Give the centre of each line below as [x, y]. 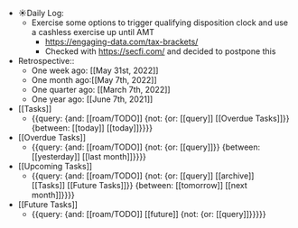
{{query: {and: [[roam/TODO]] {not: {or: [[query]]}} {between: [146, 147]
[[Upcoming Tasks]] [55, 166]
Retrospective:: [46, 61]
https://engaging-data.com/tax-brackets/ [121, 41]
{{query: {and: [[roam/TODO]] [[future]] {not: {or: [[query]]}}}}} [149, 214]
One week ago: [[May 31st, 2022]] [95, 70]
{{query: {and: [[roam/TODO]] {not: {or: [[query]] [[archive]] [143, 176]
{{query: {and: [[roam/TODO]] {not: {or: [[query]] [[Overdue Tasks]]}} [160, 118]
